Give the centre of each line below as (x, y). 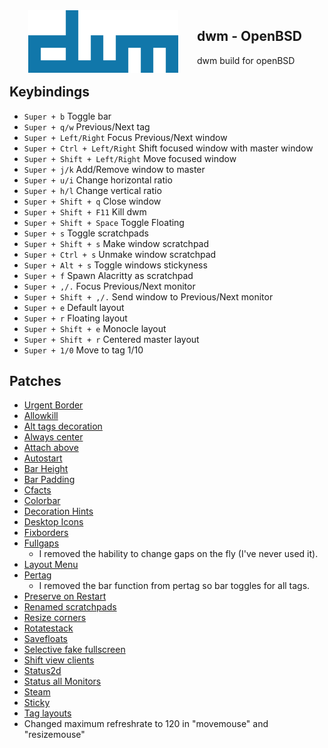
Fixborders (46, 533)
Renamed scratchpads (70, 607)
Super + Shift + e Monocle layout (95, 328)
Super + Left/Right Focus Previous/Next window (125, 137)
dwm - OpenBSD (249, 36)
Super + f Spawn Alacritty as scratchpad (108, 275)
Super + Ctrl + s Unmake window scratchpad (120, 254)
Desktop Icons (53, 522)
